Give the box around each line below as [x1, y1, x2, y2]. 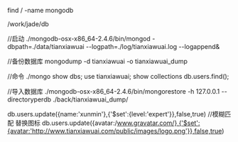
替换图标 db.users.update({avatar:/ [15, 119, 117, 127]
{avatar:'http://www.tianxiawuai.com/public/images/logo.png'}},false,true [7, 127, 222, 135]
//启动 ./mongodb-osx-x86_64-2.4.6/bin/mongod [7, 35, 151, 43]
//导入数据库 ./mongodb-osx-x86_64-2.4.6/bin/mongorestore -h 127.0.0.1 [7, 87, 220, 95]
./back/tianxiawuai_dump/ [53, 95, 129, 104]
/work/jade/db [7, 20, 50, 28]
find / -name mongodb [7, 6, 74, 14]
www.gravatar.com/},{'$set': [117, 119, 200, 127]
